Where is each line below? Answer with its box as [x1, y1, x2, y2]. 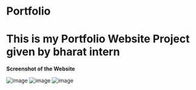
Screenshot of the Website [6, 65, 75, 72]
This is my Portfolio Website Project [6, 32, 190, 46]
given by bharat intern [6, 45, 120, 59]
